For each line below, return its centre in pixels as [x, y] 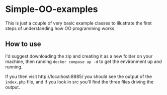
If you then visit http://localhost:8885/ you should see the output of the [79, 76]
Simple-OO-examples [52, 9]
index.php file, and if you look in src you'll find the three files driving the [79, 81]
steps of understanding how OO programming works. [60, 28]
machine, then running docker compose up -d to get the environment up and [83, 61]
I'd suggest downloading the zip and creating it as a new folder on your [79, 56]
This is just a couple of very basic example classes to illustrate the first [78, 23]
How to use [23, 44]
